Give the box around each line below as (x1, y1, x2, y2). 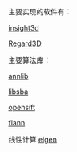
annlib (8, 72, 29, 80)
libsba (8, 87, 29, 97)
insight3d (8, 23, 40, 32)
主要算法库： (8, 55, 51, 64)
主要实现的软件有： (8, 7, 72, 16)
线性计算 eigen (8, 135, 58, 144)
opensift (8, 103, 36, 112)
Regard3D (8, 39, 42, 48)
